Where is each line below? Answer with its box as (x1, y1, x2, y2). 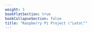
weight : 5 (5, 7, 25, 12)
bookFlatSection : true (5, 12, 51, 16)
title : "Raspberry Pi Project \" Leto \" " (5, 20, 88, 26)
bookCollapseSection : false (5, 16, 62, 21)
